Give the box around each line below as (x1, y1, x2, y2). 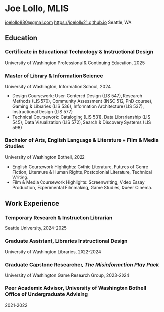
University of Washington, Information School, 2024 (5, 83, 111, 89)
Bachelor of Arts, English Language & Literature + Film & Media (5, 136, 159, 143)
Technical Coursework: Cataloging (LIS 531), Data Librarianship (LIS (12, 114, 151, 120)
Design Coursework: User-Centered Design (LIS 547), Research (12, 92, 142, 99)
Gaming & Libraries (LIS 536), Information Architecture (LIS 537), (12, 103, 144, 109)
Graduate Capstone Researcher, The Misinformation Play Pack (5, 261, 159, 268)
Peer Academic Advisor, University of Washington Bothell (5, 285, 147, 292)
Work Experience (5, 199, 60, 208)
